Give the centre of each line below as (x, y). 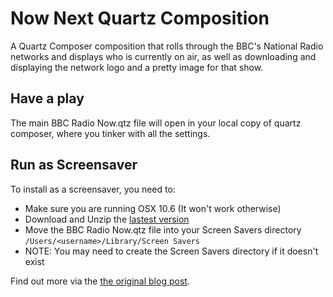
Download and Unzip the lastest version (107, 219)
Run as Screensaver (74, 165)
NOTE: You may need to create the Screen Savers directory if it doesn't (171, 251)
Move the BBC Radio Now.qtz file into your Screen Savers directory (163, 229)
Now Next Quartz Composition (140, 18)
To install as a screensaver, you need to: (93, 189)
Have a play (47, 98)
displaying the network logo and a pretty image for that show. (137, 67)
